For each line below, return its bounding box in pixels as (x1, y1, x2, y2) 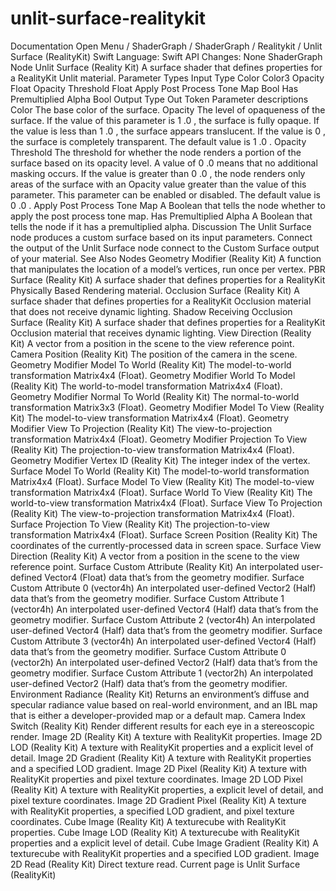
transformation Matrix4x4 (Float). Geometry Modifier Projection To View (10, 433, 308, 445)
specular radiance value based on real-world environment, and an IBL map (10, 698, 318, 711)
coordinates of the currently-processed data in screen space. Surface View (10, 539, 322, 551)
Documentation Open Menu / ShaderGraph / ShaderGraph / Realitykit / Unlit (10, 40, 323, 52)
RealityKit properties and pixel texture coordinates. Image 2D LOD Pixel (10, 773, 303, 785)
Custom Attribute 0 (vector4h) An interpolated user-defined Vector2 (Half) (10, 582, 317, 594)
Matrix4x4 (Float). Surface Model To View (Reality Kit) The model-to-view (10, 475, 315, 487)
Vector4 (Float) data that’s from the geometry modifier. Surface (44, 571, 305, 583)
